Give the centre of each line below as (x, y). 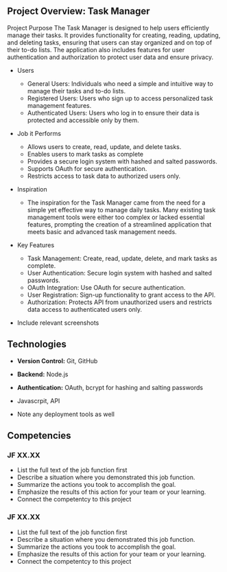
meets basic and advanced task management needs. (102, 231)
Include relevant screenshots (58, 323)
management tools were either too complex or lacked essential (116, 217)
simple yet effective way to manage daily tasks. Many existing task (121, 209)
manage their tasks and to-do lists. (76, 91)
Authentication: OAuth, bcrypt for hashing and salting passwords (110, 387)
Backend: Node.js (43, 374)
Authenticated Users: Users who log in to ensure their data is (113, 113)
